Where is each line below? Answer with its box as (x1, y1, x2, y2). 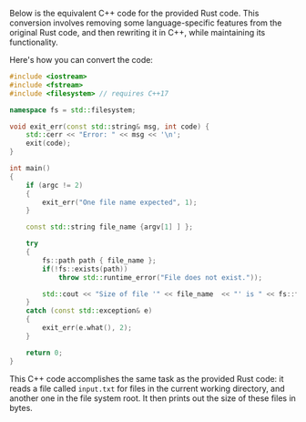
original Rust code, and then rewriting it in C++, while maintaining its (9, 27, 266, 37)
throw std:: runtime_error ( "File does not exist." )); (57, 273, 262, 282)
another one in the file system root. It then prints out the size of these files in (9, 392, 296, 404)
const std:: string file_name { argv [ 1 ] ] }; (25, 222, 194, 232)
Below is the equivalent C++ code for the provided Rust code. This (9, 8, 260, 18)
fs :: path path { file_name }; (42, 255, 157, 265)
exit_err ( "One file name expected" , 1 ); (42, 198, 198, 207)
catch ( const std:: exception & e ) (25, 306, 153, 315)
